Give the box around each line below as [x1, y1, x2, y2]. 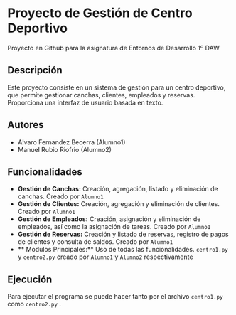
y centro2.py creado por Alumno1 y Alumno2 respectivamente [17, 252, 193, 261]
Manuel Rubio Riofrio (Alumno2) [17, 145, 112, 154]
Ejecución [7, 273, 53, 285]
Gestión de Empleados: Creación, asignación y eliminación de [17, 215, 201, 223]
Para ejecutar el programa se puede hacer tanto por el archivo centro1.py [7, 292, 223, 301]
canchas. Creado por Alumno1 [17, 192, 104, 201]
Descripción [7, 64, 63, 76]
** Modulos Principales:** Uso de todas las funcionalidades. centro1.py [17, 245, 229, 254]
